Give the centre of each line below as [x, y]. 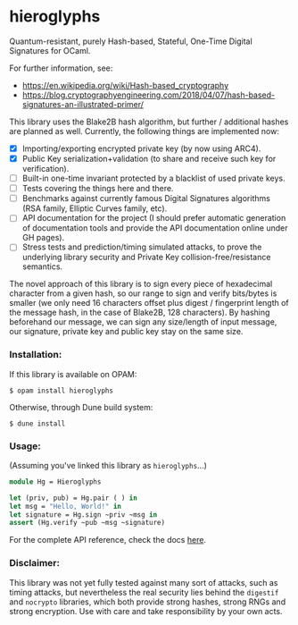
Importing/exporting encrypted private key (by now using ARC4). [141, 148]
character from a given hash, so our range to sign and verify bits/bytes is [143, 293]
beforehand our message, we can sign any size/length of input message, [143, 322]
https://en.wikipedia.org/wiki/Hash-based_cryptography [125, 85]
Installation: [36, 355]
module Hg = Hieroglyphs [55, 481]
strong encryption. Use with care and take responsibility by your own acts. [146, 611]
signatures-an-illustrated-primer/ [83, 104]
